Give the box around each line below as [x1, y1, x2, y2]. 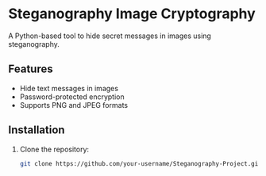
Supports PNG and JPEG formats [19, 100, 129, 109]
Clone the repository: [19, 144, 90, 154]
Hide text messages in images [19, 83, 119, 93]
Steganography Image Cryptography [8, 5, 256, 23]
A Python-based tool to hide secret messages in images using [8, 31, 212, 40]
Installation [8, 124, 65, 137]
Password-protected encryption [19, 92, 125, 101]
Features [8, 63, 53, 76]
